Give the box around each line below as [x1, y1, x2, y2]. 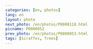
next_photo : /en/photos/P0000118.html [5, 21, 88, 27]
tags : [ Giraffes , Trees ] [5, 36, 58, 41]
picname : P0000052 [5, 27, 44, 32]
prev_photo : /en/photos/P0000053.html [5, 31, 88, 36]
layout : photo [5, 17, 36, 22]
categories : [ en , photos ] [5, 7, 60, 13]
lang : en [5, 12, 24, 17]
